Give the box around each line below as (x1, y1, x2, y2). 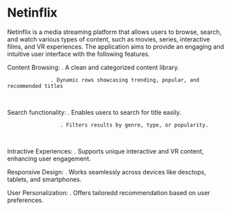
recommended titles (7, 82, 64, 89)
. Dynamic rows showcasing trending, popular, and (50, 76, 199, 84)
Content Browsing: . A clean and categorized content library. (7, 63, 180, 71)
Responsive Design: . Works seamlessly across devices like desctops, (7, 167, 206, 176)
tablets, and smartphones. (7, 175, 82, 183)
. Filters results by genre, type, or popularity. (59, 121, 209, 129)
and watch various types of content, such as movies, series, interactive (7, 35, 210, 43)
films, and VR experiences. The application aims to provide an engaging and (7, 42, 225, 51)
